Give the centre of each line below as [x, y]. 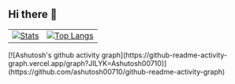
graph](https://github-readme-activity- [164, 55]
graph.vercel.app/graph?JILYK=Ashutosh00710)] [88, 63]
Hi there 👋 [33, 15]
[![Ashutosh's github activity [54, 55]
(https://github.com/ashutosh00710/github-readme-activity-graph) [117, 71]
